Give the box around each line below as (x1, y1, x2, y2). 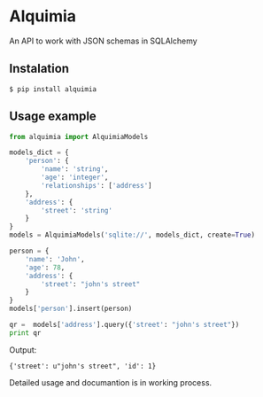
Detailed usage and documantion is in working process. (9, 377, 213, 387)
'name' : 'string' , (41, 165, 109, 174)
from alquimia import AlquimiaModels (9, 132, 149, 141)
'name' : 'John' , (25, 254, 86, 263)
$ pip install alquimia (9, 84, 97, 94)
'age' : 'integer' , (41, 173, 109, 183)
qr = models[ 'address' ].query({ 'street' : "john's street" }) (9, 321, 240, 330)
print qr (9, 328, 42, 338)
